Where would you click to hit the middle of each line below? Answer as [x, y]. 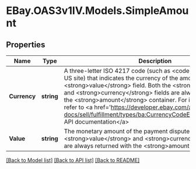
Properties [26, 45]
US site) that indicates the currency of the [121, 78]
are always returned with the [103, 146]
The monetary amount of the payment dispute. [127, 131]
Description [155, 61]
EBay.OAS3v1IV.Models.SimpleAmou [97, 11]
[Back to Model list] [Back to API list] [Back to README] [73, 160]
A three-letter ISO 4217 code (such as [117, 71]
